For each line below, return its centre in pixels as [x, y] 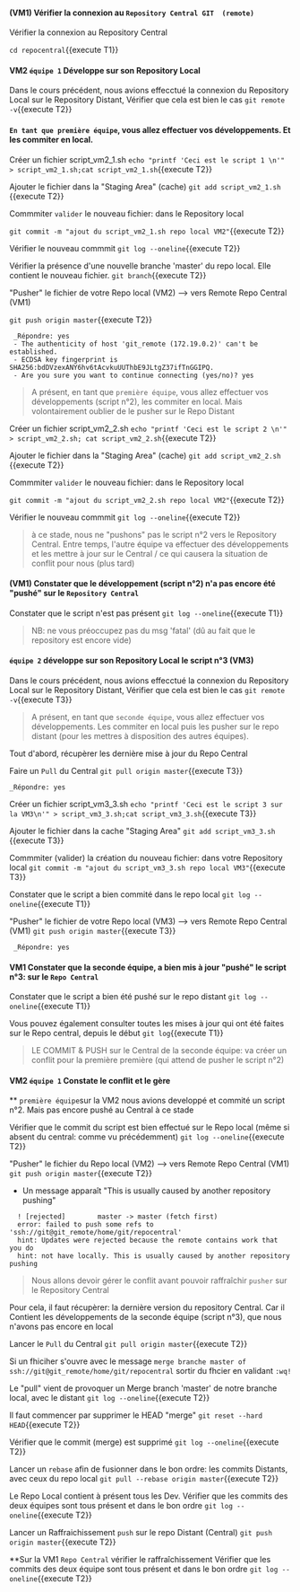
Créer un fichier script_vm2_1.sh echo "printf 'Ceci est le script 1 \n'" [147, 159]
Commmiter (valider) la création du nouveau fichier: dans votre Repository [146, 858]
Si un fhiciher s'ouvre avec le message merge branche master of [128, 1361]
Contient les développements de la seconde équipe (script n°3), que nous [146, 1317]
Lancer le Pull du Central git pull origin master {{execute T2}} [129, 1344]
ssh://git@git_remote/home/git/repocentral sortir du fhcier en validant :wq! [150, 1371]
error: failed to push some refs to [86, 1225]
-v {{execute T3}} [41, 699]
